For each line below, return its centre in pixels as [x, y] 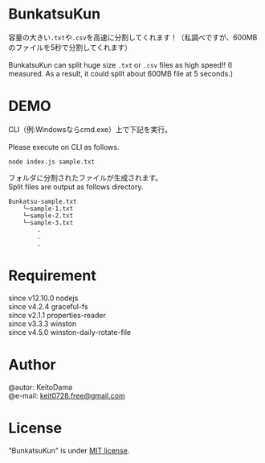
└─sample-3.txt [48, 222]
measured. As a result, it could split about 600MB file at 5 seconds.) [121, 73]
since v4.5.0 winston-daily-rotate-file [70, 332]
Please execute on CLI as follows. [64, 147]
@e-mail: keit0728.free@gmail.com [67, 395]
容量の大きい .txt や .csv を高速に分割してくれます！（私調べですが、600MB [133, 37]
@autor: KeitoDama [41, 387]
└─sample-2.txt [48, 215]
